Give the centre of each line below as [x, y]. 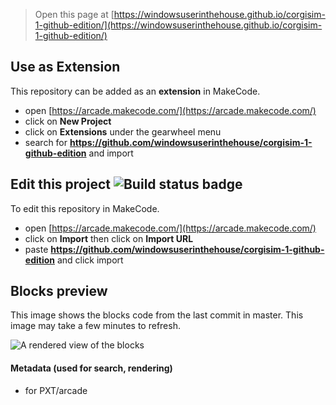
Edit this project [60, 184]
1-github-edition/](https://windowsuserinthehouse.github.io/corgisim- [178, 25]
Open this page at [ [74, 14]
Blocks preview [59, 291]
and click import [90, 260]
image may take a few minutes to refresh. [95, 326]
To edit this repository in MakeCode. [85, 208]
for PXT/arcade [56, 390]
